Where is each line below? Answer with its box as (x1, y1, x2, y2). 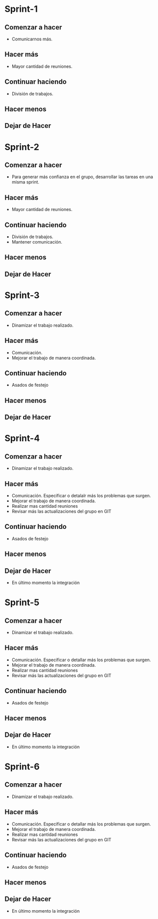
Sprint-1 (4, 3, 38, 15)
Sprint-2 (4, 141, 40, 153)
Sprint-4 (4, 433, 40, 444)
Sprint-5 (4, 597, 40, 608)
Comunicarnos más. (11, 36, 53, 42)
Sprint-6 (4, 761, 40, 772)
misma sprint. (11, 179, 40, 185)
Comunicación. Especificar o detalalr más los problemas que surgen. (11, 493, 151, 499)
